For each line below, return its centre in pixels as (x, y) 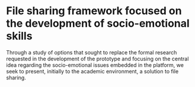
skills (19, 36)
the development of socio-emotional (98, 23)
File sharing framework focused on (94, 11)
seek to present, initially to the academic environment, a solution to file (92, 71)
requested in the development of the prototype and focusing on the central (97, 59)
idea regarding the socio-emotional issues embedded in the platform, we (95, 65)
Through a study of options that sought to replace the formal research (92, 52)
